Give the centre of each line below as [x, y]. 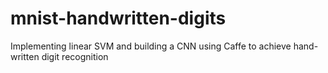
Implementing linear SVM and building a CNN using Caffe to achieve [151, 46]
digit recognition [75, 56]
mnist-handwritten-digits [118, 18]
